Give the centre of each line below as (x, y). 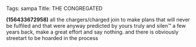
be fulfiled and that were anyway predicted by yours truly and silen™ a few (96, 26)
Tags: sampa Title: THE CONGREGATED (54, 8)
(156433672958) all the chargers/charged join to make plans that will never (98, 19)
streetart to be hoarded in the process (52, 38)
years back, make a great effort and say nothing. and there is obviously (92, 32)
